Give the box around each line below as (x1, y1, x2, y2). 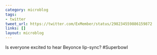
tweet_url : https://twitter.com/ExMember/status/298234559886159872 (5, 21, 152, 26)
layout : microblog (5, 30, 44, 35)
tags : (5, 12, 17, 17)
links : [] (5, 26, 26, 31)
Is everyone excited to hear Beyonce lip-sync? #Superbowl (5, 44, 128, 50)
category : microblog (5, 7, 49, 12)
